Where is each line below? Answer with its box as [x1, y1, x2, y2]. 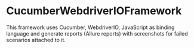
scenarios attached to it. [6, 36, 66, 43]
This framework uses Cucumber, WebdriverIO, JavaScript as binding [6, 24, 175, 31]
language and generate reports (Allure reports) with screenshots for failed [6, 30, 188, 37]
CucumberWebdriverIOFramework [6, 4, 182, 18]
